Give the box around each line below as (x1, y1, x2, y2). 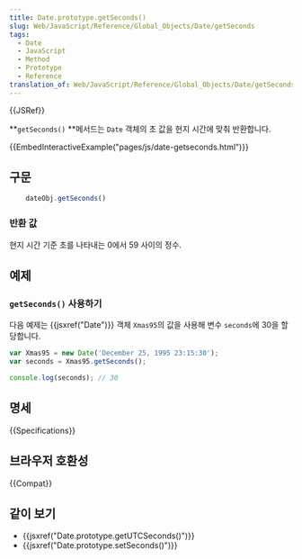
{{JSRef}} (9, 104, 45, 115)
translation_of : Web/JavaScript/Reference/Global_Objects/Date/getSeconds (9, 80, 296, 89)
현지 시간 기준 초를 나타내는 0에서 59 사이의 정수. (9, 239, 182, 250)
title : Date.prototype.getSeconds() (9, 13, 147, 23)
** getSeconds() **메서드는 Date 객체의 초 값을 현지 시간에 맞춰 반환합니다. (9, 123, 271, 134)
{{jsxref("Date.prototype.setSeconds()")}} (22, 540, 178, 551)
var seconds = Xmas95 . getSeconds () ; (9, 357, 147, 366)
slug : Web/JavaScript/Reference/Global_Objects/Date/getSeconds (9, 22, 255, 31)
